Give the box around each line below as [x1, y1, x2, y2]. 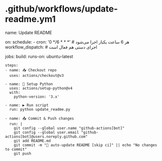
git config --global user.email [14, 130, 79, 135]
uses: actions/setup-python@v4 [9, 86, 73, 90]
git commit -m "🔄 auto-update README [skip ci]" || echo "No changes [14, 143, 158, 147]
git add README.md [14, 138, 51, 143]
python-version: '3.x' [14, 94, 60, 99]
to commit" [5, 146, 27, 152]
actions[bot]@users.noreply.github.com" [5, 134, 88, 139]
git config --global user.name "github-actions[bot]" [14, 126, 125, 131]
